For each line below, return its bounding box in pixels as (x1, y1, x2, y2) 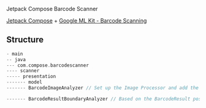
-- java (6, 56, 26, 63)
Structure (6, 35, 44, 45)
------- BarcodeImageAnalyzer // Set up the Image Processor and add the (6, 85, 199, 91)
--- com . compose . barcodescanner (6, 62, 89, 68)
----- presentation (6, 73, 56, 80)
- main (6, 51, 23, 57)
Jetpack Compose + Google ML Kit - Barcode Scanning (6, 17, 147, 24)
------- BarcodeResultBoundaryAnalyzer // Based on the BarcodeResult (6, 96, 191, 102)
